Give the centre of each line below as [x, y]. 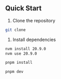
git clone [16, 30]
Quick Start [23, 8]
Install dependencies [34, 39]
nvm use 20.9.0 [21, 53]
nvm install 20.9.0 [26, 49]
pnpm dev [14, 72]
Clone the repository [34, 20]
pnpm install [19, 63]
